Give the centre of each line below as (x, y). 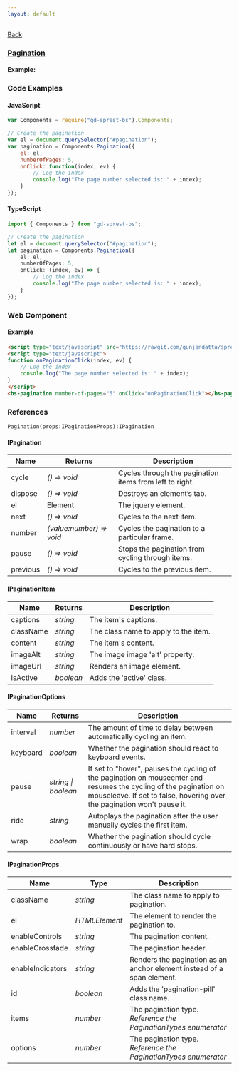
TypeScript (24, 209)
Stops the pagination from (161, 549)
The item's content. (122, 643)
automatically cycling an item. (137, 736)
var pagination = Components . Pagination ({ (71, 146)
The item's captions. (123, 619)
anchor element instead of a (176, 968)
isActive (24, 677)
